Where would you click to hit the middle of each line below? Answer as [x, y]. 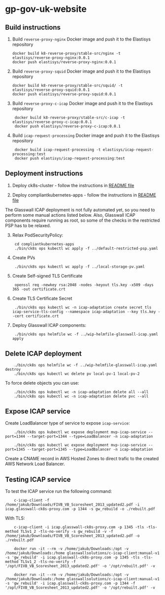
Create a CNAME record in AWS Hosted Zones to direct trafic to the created [82, 459]
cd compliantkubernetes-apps [45, 244]
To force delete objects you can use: [42, 383]
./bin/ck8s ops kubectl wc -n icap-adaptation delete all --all [81, 392]
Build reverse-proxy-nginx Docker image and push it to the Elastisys [82, 39]
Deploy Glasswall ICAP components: [49, 325]
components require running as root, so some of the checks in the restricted [82, 220]
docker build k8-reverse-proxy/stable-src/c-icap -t [70, 118]
